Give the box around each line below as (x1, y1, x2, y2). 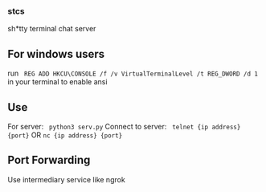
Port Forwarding (7, 153, 91, 167)
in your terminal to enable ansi (7, 77, 108, 87)
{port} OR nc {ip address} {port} (7, 130, 123, 140)
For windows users (7, 47, 105, 61)
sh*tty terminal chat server (7, 24, 96, 34)
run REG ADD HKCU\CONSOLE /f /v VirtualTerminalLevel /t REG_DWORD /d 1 (7, 68, 259, 78)
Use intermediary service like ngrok (7, 174, 125, 184)
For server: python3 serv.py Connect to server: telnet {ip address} (7, 121, 241, 131)
